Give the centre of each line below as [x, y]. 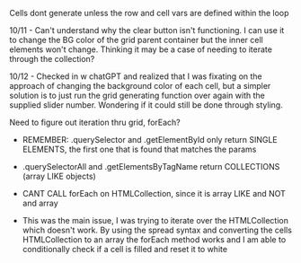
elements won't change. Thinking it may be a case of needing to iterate [141, 49]
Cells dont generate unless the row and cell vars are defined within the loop [149, 13]
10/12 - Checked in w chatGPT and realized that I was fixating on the [136, 76]
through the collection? [52, 59]
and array [40, 203]
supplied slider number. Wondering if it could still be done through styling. [146, 105]
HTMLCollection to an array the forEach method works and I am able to [154, 240]
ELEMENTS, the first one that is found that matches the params [139, 149]
